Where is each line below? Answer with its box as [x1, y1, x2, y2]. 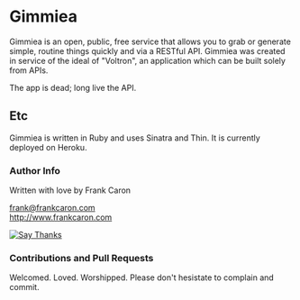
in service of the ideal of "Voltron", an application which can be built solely [9, 55, 286, 66]
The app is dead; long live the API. [9, 82, 137, 93]
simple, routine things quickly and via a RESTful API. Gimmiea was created [9, 45, 286, 56]
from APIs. [9, 65, 49, 76]
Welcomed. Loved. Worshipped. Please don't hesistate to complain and [9, 272, 275, 283]
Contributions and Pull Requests [9, 251, 154, 264]
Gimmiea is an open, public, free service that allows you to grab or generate [9, 36, 291, 47]
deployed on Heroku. [9, 141, 87, 152]
